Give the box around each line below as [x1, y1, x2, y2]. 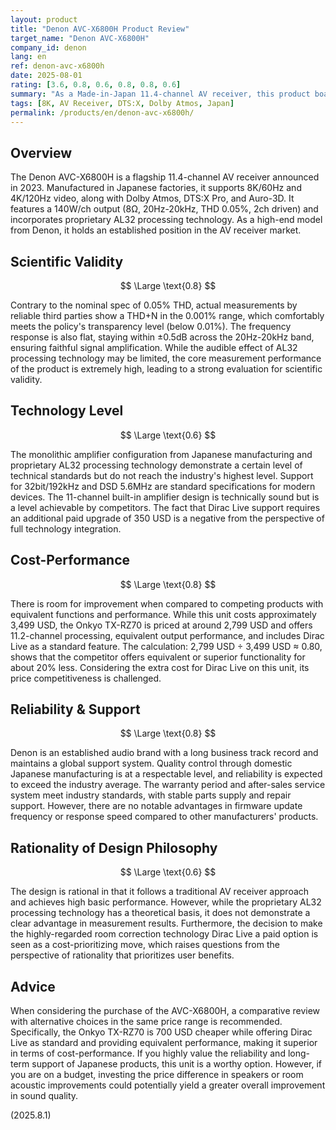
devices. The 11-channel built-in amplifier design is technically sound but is [10, 491, 320, 503]
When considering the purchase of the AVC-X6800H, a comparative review [10, 1005, 321, 1017]
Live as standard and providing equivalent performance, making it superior [10, 1037, 318, 1049]
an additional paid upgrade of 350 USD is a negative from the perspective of [10, 512, 325, 524]
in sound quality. [10, 1090, 79, 1102]
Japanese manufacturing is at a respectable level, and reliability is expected [10, 768, 323, 780]
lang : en [10, 52, 47, 62]
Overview [10, 144, 73, 161]
